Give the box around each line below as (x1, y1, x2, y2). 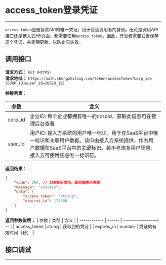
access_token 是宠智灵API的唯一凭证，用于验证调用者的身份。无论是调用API (5, 26, 158, 32)
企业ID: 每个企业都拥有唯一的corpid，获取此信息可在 (30, 113, 152, 120)
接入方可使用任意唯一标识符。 (30, 152, 100, 159)
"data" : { (14, 189, 35, 194)
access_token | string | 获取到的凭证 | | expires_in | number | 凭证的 (15, 223, 153, 229)
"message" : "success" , (14, 185, 61, 190)
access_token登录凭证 (5, 4, 98, 16)
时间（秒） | (9, 229, 34, 236)
